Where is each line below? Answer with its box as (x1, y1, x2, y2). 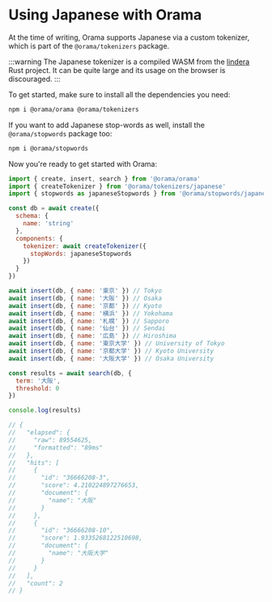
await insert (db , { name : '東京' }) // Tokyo (8, 287, 163, 295)
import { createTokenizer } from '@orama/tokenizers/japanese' (8, 182, 227, 190)
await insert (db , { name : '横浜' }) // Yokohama (8, 310, 173, 318)
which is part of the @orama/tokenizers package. (8, 41, 170, 50)
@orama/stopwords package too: (8, 128, 113, 139)
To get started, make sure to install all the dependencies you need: (8, 89, 231, 99)
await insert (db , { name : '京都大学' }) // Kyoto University (8, 347, 215, 356)
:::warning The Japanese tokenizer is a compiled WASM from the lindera (8, 57, 250, 66)
